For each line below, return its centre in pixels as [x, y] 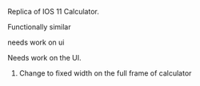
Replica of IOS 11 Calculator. [53, 12]
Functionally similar [39, 27]
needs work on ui [36, 42]
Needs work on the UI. [44, 58]
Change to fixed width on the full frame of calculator [105, 73]
